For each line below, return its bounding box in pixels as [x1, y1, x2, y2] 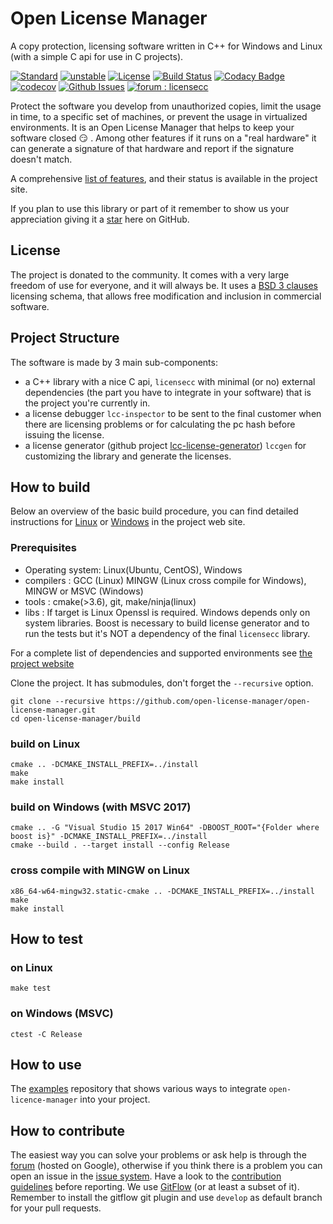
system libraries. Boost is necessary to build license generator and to [24, 617, 310, 629]
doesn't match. [10, 153, 73, 165]
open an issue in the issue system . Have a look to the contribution [10, 1170, 282, 1182]
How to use [10, 1056, 82, 1073]
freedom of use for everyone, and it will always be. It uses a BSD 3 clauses [10, 279, 318, 291]
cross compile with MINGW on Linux [10, 863, 190, 877]
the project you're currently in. [24, 397, 151, 409]
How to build [10, 478, 91, 496]
